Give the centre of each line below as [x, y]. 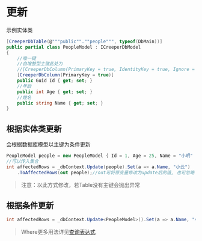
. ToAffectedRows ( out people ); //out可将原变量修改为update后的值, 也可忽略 [106, 172]
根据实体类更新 [34, 129]
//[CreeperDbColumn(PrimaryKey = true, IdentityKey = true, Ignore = [106, 70]
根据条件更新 [30, 206]
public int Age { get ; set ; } [55, 92]
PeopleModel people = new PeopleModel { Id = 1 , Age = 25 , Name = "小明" [100, 156]
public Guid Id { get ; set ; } [55, 81]
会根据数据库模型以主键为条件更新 [48, 144]
